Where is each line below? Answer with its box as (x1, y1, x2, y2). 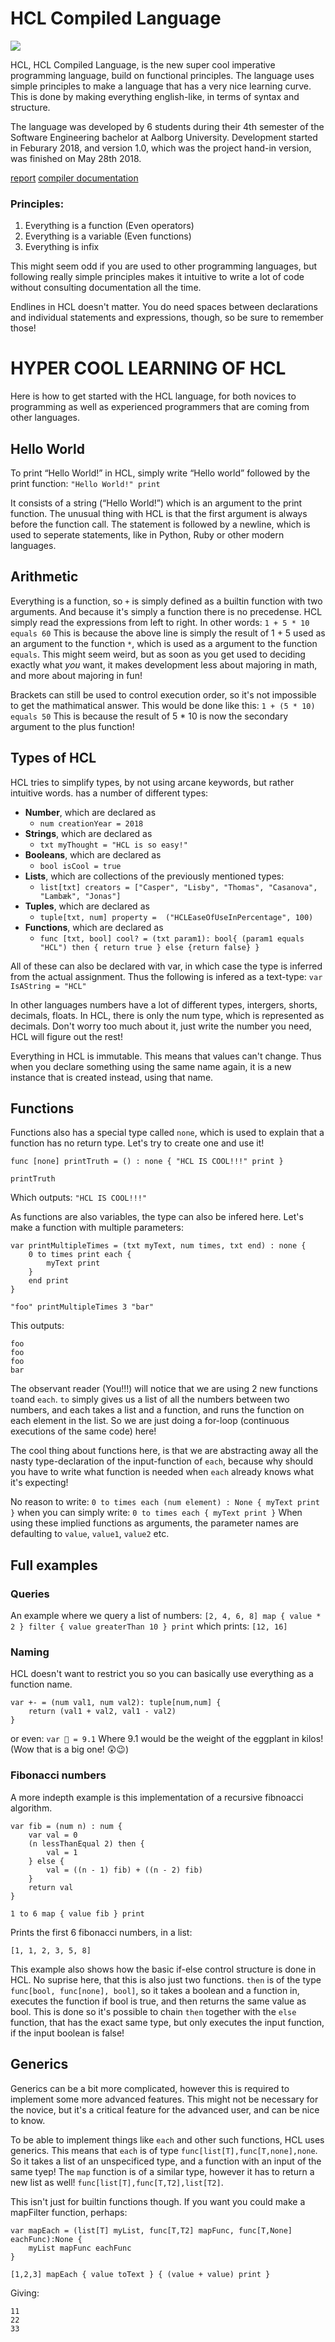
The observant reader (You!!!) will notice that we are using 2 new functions (10, 1383, 318, 1395)
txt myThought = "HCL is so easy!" (39, 840, 188, 850)
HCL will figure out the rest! (10, 1030, 123, 1042)
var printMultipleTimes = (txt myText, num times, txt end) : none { (10, 1241, 307, 1251)
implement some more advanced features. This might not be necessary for (10, 2093, 319, 2105)
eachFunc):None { (10, 2234, 83, 2244)
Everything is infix (24, 241, 100, 253)
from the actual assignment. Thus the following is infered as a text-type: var (10, 970, 323, 982)
